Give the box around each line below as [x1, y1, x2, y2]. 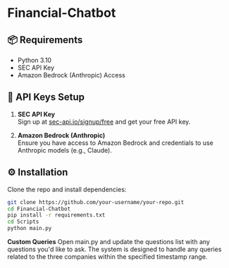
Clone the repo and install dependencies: [7, 185, 127, 193]
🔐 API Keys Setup [7, 91, 85, 103]
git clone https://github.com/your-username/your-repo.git [7, 198, 185, 205]
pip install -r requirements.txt [7, 212, 106, 219]
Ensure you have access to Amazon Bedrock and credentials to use [17, 139, 213, 147]
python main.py [7, 225, 52, 232]
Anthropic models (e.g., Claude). [17, 146, 113, 154]
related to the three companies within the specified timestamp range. [7, 253, 208, 261]
